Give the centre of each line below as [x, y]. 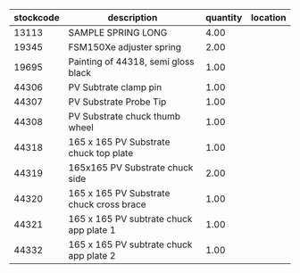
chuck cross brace [107, 204]
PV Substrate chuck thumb [125, 116]
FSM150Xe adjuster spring [125, 47]
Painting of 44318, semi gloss [131, 62]
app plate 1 [92, 230]
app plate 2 [92, 256]
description [133, 17]
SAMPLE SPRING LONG [118, 33]
